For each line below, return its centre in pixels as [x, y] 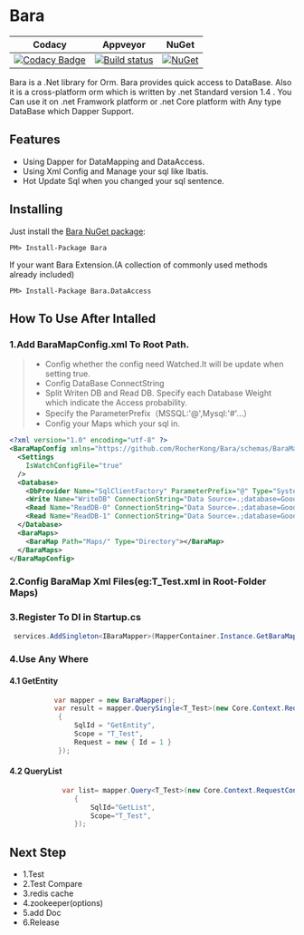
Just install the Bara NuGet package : [78, 231]
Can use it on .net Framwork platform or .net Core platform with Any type [146, 102]
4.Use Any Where [49, 659]
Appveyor [124, 44]
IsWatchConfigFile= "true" [75, 465]
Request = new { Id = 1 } [123, 742]
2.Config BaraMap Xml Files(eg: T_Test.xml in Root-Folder [138, 581]
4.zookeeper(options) [63, 903]
